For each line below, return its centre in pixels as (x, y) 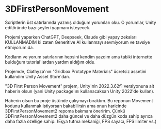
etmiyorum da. (19, 47)
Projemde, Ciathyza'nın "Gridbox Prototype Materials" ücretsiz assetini (76, 71)
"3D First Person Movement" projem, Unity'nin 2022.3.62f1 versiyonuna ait (80, 86)
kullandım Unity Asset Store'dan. (38, 76)
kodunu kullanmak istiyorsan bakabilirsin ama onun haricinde (66, 106)
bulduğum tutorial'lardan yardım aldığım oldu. (50, 62)
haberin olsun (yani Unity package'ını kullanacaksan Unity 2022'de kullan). (80, 91)
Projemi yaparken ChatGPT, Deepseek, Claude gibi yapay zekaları (71, 37)
